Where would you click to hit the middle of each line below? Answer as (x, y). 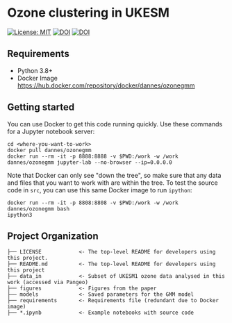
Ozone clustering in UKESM (89, 13)
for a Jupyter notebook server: (51, 131)
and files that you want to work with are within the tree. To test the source (113, 183)
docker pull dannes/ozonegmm (49, 150)
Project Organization (53, 236)
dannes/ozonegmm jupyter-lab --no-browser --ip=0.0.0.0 (90, 162)
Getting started (41, 107)
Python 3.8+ (35, 70)
